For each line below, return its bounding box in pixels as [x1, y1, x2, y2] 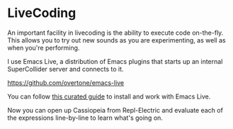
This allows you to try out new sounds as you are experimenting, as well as [7, 35, 226, 44]
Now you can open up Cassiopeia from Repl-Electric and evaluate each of [7, 106, 223, 114]
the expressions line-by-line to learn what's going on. [7, 113, 163, 122]
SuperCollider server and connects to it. [7, 64, 124, 73]
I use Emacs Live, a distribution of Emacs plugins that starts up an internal [7, 57, 223, 65]
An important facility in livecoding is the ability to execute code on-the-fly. [7, 28, 224, 37]
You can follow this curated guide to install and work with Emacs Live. [7, 92, 211, 101]
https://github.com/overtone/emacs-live [7, 78, 125, 86]
